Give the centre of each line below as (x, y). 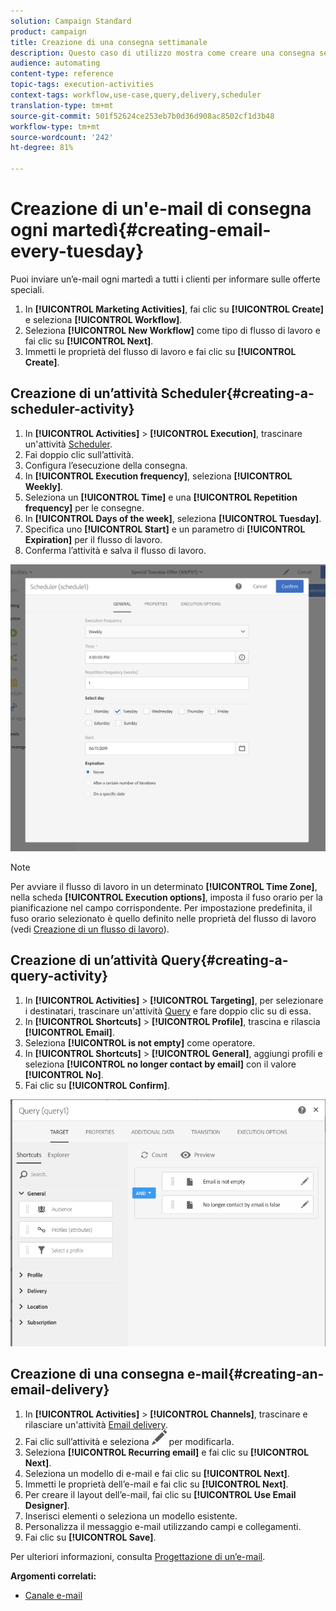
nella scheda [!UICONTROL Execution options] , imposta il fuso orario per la (166, 897)
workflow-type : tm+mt (55, 126)
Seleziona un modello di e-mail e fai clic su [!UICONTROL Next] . (157, 1473)
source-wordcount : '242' (62, 137)
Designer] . (47, 1505)
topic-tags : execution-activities (82, 85)
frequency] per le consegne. (84, 507)
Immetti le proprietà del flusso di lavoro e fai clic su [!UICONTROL (160, 351)
